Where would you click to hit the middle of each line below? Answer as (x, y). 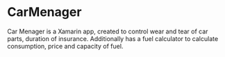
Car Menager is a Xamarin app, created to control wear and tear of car (108, 31)
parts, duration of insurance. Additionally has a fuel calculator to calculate (113, 38)
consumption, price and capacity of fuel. (65, 46)
